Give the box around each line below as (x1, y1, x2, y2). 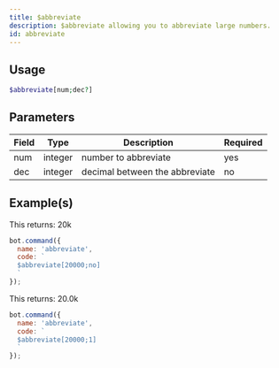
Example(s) (9, 195, 74, 211)
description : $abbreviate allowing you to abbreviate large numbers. (9, 21, 272, 30)
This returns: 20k (9, 218, 73, 230)
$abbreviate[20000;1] (17, 335, 97, 344)
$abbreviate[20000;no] (17, 261, 101, 270)
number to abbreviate (81, 151, 171, 164)
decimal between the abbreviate (81, 165, 215, 178)
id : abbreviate (9, 29, 66, 38)
